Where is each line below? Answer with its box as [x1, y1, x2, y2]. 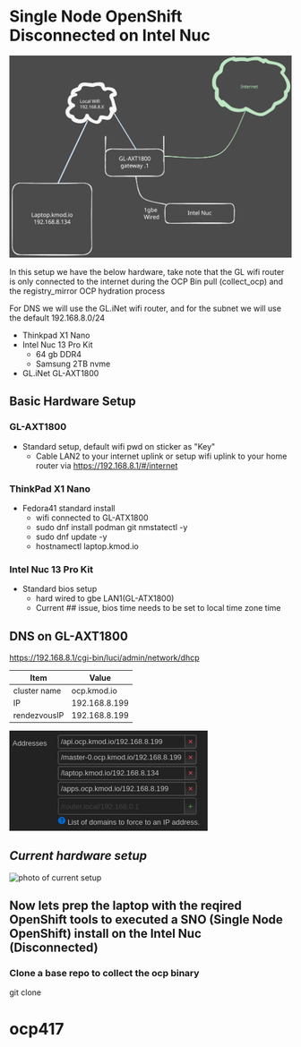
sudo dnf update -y [35, 531, 107, 543]
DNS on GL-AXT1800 [9, 629, 128, 644]
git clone [9, 987, 42, 998]
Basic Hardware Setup [9, 394, 136, 409]
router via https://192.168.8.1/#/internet [35, 459, 178, 471]
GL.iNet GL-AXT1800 [21, 368, 99, 379]
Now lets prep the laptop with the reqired [9, 898, 242, 914]
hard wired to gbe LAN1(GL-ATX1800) [35, 593, 175, 604]
